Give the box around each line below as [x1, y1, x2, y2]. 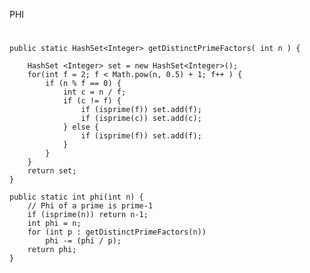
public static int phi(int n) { [9, 192, 144, 203]
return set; [27, 166, 77, 176]
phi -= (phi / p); [45, 236, 122, 246]
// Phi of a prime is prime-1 [27, 201, 154, 211]
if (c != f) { [62, 96, 122, 106]
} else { [62, 122, 100, 133]
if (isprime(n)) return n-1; [27, 210, 149, 220]
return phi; [27, 245, 77, 255]
